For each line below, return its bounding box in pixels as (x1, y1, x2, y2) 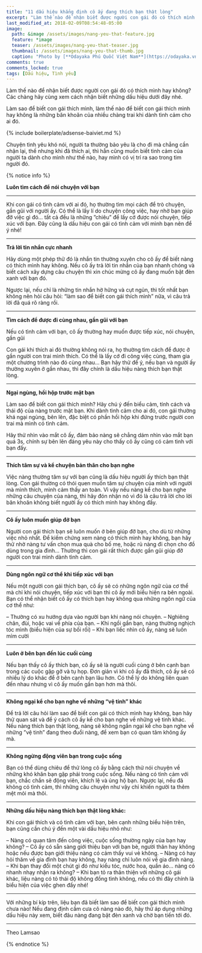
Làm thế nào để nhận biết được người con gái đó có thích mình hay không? (6, 87, 191, 94)
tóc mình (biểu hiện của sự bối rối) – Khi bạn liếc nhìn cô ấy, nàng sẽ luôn (6, 626, 188, 633)
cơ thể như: (6, 601, 35, 609)
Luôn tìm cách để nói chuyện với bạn (6, 184, 100, 191)
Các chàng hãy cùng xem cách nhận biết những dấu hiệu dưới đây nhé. (6, 93, 183, 101)
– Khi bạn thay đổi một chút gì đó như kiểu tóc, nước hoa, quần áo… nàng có (6, 862, 195, 870)
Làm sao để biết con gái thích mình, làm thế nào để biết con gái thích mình (6, 105, 191, 112)
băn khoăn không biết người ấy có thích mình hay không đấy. (6, 499, 158, 506)
